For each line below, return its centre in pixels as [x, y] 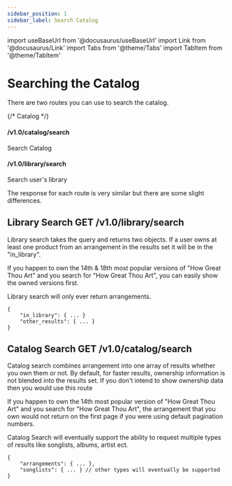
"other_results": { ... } [58, 321]
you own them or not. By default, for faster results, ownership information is [116, 373]
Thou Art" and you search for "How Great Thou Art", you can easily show [113, 275]
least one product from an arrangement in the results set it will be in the [110, 247]
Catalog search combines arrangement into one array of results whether [111, 366]
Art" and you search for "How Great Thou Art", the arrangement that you [112, 409]
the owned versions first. [43, 283]
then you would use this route [50, 388]
